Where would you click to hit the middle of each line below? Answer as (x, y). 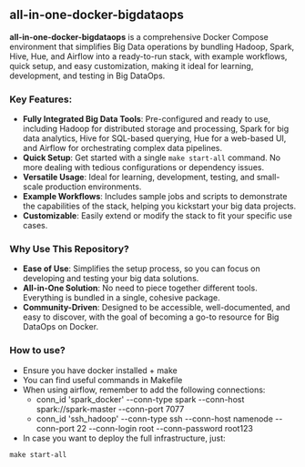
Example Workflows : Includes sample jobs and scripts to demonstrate (155, 197)
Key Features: (41, 99)
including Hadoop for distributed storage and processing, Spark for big (156, 129)
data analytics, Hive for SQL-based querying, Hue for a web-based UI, (154, 138)
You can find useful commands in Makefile (102, 380)
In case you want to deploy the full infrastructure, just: (124, 438)
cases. (35, 226)
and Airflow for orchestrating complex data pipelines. (122, 148)
